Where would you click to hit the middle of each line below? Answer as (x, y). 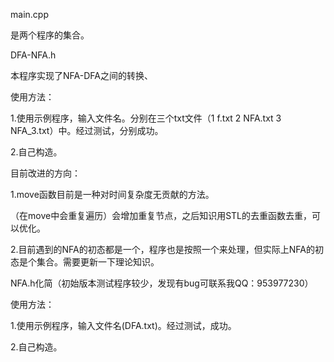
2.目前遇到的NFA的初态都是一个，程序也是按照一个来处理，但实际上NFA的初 (167, 249)
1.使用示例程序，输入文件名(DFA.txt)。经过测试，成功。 (123, 325)
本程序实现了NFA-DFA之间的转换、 (81, 75)
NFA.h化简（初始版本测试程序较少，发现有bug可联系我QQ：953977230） (162, 283)
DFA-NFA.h (33, 55)
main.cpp (29, 14)
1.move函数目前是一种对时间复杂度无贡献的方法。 (112, 194)
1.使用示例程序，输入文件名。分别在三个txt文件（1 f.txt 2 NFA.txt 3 (146, 118)
